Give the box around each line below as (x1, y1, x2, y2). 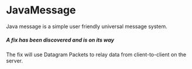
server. (6, 57, 23, 64)
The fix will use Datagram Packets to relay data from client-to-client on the (6, 51, 187, 58)
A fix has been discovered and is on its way (6, 36, 114, 43)
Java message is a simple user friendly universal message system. (6, 23, 167, 30)
